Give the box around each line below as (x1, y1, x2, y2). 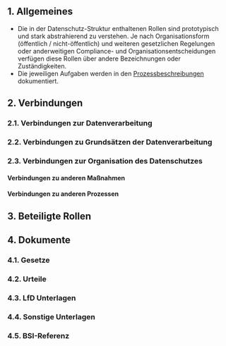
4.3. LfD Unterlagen (7, 292, 76, 302)
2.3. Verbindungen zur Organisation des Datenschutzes (7, 156, 203, 166)
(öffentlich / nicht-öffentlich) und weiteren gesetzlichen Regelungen (17, 39, 215, 48)
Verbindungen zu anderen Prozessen (7, 190, 119, 198)
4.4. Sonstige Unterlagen (7, 311, 95, 321)
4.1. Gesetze (7, 255, 51, 265)
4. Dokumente (7, 234, 71, 246)
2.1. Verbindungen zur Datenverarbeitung (7, 118, 153, 128)
